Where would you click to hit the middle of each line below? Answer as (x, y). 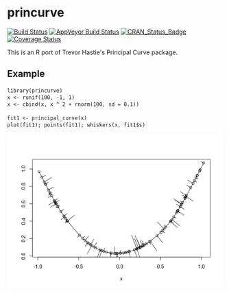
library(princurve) (35, 91)
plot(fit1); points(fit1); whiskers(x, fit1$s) (76, 125)
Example (26, 74)
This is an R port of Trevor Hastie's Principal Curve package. (93, 52)
